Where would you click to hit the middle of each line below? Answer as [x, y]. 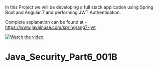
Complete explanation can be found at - [46, 22]
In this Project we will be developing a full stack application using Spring [79, 7]
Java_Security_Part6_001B [61, 57]
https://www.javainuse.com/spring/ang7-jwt [51, 27]
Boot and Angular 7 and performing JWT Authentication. [63, 12]
